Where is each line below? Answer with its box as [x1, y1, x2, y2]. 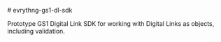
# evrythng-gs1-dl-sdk [7, 6, 73, 14]
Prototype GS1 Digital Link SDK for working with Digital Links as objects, [7, 20, 215, 27]
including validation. [7, 27, 65, 35]
